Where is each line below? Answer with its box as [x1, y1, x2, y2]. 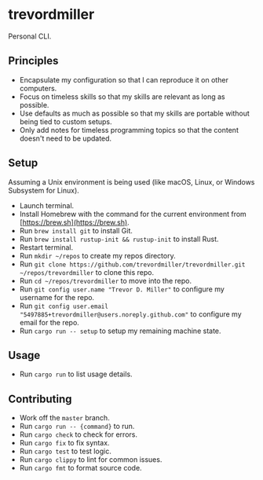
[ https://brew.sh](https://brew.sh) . [19, 218, 130, 227]
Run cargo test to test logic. [19, 446, 111, 456]
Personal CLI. [8, 31, 52, 41]
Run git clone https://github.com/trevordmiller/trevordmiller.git [19, 259, 246, 269]
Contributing [8, 392, 72, 405]
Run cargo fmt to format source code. [19, 464, 143, 473]
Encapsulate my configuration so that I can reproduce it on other [19, 75, 229, 84]
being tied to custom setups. [19, 116, 112, 126]
